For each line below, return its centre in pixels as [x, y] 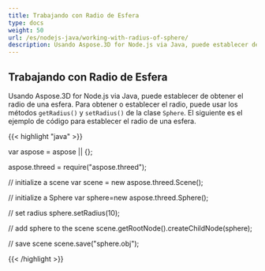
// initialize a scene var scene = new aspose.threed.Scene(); [106, 182]
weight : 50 [26, 30]
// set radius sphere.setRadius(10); [64, 213]
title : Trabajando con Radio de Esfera [74, 15]
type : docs [26, 23]
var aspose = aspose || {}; [50, 152]
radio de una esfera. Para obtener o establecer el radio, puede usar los [123, 104]
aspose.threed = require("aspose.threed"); [78, 167]
